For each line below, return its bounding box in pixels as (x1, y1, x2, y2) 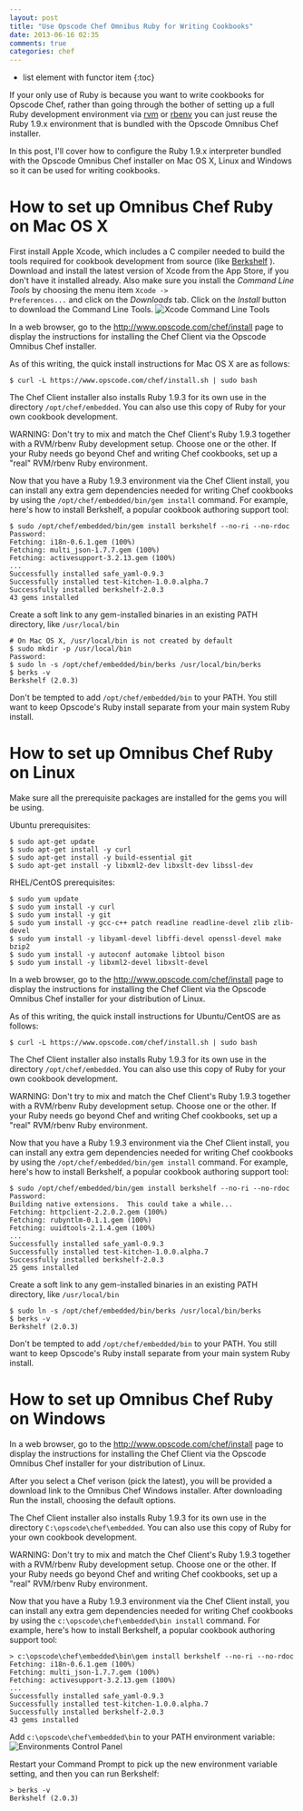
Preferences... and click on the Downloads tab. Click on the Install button (9, 294, 288, 305)
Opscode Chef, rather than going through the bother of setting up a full (9, 99, 275, 110)
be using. (9, 802, 44, 812)
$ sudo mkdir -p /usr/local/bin (9, 645, 132, 654)
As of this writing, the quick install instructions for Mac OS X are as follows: (9, 359, 290, 369)
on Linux (9, 763, 75, 783)
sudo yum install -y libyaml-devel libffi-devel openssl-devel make (17, 934, 282, 943)
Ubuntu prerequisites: (9, 820, 91, 831)
